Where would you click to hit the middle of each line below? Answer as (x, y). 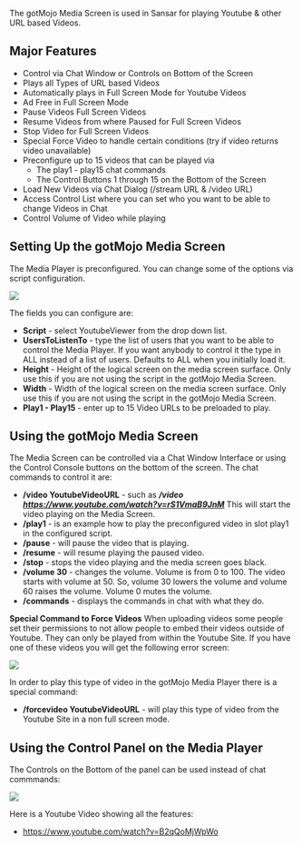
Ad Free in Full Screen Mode (75, 102)
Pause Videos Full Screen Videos (84, 112)
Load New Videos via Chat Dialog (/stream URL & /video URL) (138, 189)
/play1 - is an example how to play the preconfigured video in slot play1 (156, 524)
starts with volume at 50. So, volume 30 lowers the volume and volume (155, 582)
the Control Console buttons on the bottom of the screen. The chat (134, 468)
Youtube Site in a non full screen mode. (96, 719)
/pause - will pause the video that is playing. (106, 543)
